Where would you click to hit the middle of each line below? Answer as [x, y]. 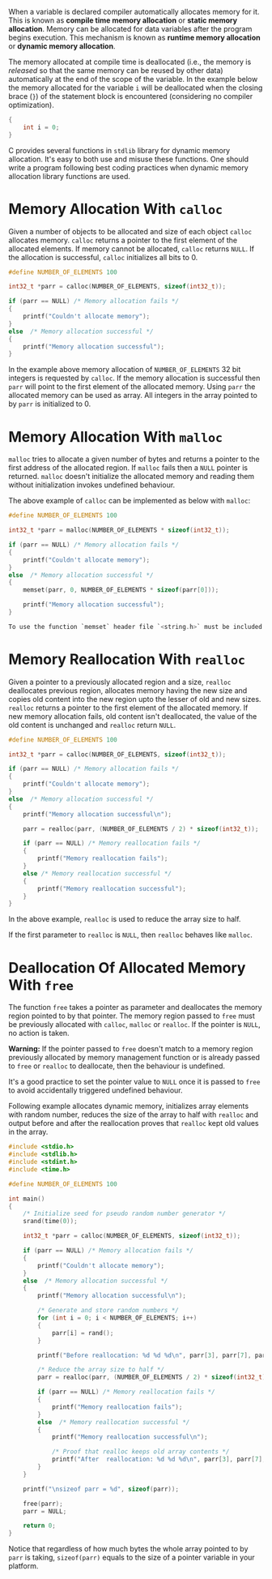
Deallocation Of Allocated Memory [127, 967]
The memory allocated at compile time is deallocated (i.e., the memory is [130, 62]
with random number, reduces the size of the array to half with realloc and [134, 1115]
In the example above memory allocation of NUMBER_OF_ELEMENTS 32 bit [125, 370]
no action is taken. [39, 1033]
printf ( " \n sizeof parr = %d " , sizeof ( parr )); [101, 1489]
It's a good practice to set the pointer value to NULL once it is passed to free [134, 1082]
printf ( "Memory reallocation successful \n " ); [130, 1437]
